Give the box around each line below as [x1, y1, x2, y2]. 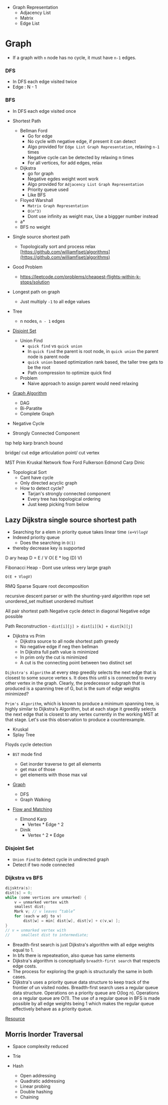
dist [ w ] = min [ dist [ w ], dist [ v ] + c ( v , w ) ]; [23, 919, 121, 924]
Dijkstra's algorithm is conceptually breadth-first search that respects [12, 957, 160, 963]
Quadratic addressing [20, 1078, 65, 1084]
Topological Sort [12, 469, 47, 475]
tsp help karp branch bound [5, 440, 63, 446]
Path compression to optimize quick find [27, 370, 112, 376]
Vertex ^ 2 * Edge [27, 832, 64, 838]
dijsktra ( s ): [5, 885, 33, 890]
